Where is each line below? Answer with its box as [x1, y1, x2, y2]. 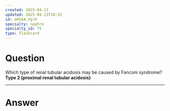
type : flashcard [5, 31, 39, 36]
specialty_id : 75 [5, 26, 42, 31]
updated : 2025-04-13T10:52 [5, 12, 62, 17]
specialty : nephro [5, 21, 44, 27]
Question [5, 52, 45, 64]
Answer [5, 97, 39, 108]
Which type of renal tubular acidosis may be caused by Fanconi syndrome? [5, 69, 162, 75]
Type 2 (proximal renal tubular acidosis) [5, 74, 91, 81]
